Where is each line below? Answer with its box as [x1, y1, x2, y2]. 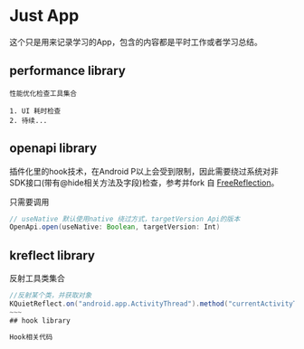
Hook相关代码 [9, 332, 53, 342]
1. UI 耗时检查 [9, 106, 62, 116]
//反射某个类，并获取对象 [9, 291, 92, 300]
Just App [9, 5, 80, 26]
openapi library [9, 141, 98, 156]
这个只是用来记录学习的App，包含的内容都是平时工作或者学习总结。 [9, 36, 262, 47]
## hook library [9, 316, 71, 325]
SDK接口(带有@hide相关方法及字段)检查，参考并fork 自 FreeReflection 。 [9, 177, 280, 188]
